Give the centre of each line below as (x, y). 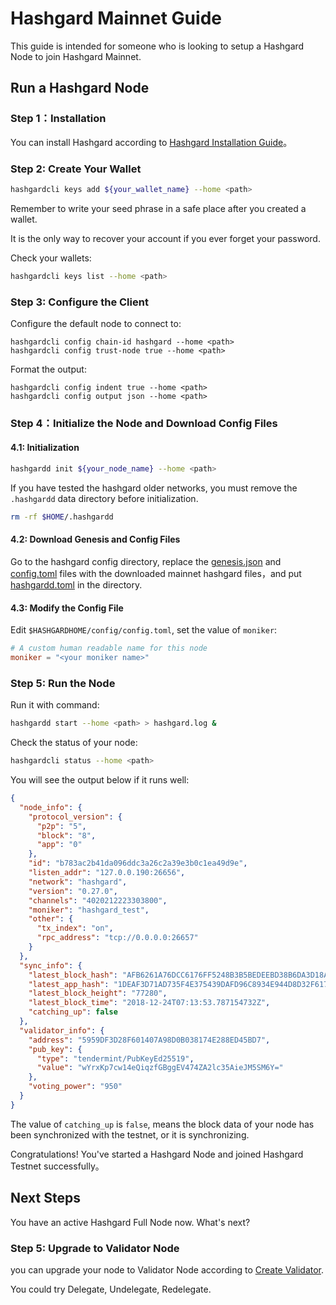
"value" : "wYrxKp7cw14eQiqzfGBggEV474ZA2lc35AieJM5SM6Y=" (160, 1068)
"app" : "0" (59, 845)
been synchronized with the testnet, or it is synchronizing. (130, 1134)
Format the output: (48, 369)
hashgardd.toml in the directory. (76, 585)
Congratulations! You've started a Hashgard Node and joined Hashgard (157, 1154)
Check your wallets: (51, 258)
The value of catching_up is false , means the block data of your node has (162, 1124)
